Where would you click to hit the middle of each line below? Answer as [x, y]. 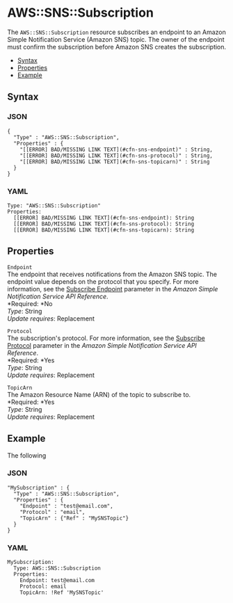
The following [27, 455]
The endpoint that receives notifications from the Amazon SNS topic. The [112, 274]
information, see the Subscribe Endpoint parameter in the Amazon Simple [113, 289]
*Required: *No [30, 303]
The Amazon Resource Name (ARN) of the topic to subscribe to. [99, 394]
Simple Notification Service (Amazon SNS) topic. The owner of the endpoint [116, 39]
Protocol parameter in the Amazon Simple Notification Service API [102, 345]
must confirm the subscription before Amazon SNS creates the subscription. [117, 47]
